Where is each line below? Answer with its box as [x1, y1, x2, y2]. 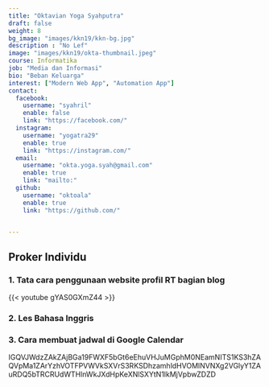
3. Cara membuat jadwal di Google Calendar [8, 334, 184, 345]
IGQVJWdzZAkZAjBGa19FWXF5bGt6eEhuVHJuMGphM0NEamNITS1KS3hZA [8, 352, 262, 362]
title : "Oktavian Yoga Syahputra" [8, 11, 125, 20]
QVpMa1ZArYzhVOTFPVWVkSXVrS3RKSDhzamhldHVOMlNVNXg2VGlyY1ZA [8, 361, 262, 371]
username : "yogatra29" [23, 131, 99, 139]
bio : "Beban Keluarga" [8, 72, 85, 80]
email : [15, 154, 38, 162]
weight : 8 [8, 27, 42, 35]
